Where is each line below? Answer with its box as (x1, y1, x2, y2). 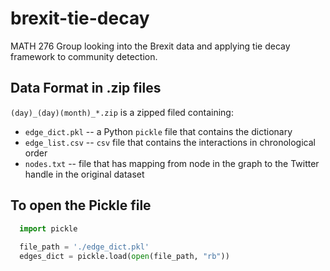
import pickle (19, 223, 78, 234)
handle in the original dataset (24, 168, 145, 180)
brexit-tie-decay (10, 7, 150, 30)
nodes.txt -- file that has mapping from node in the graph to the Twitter (24, 157, 320, 169)
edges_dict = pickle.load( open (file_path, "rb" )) (19, 252, 230, 262)
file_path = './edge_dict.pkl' (19, 242, 150, 252)
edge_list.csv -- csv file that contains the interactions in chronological (24, 136, 316, 148)
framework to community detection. (10, 50, 158, 62)
